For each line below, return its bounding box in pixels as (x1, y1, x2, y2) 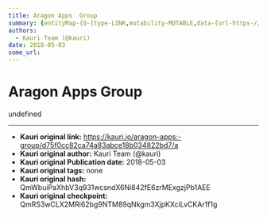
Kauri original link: (19, 132, 82, 141)
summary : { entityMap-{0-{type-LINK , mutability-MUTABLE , (8, 19, 197, 27)
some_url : (8, 48, 41, 56)
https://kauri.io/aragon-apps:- (83, 132, 181, 141)
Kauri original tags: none (19, 165, 103, 175)
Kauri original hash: (19, 174, 87, 184)
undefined (8, 109, 42, 118)
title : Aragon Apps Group (8, 11, 98, 20)
